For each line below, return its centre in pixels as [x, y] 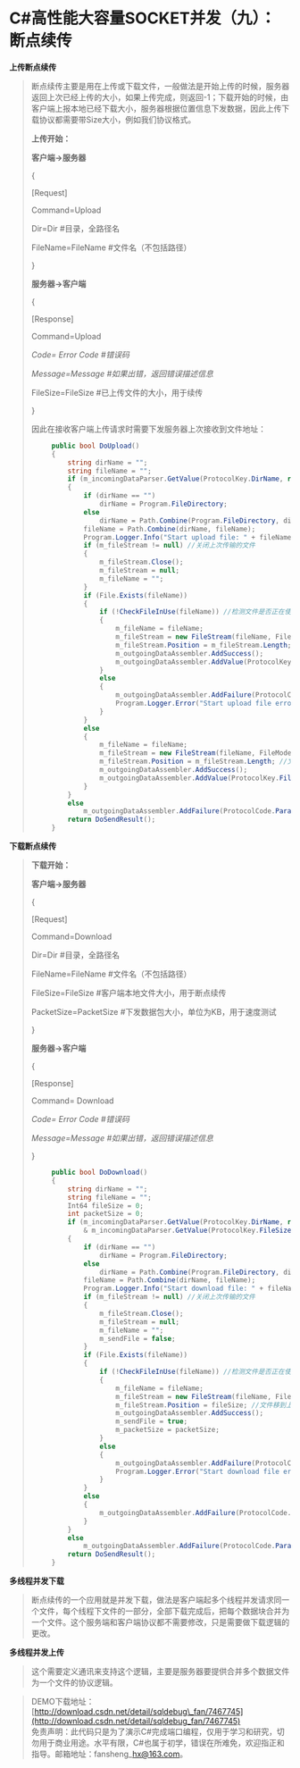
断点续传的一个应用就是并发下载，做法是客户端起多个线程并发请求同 [156, 1600]
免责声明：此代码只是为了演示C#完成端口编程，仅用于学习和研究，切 [158, 1732]
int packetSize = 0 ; [106, 1214]
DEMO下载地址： [62, 1702]
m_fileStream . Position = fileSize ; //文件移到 [201, 1405]
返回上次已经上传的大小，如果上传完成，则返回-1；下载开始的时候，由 [159, 97]
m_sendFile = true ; [152, 1421]
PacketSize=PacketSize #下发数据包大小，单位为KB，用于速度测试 [154, 1012]
